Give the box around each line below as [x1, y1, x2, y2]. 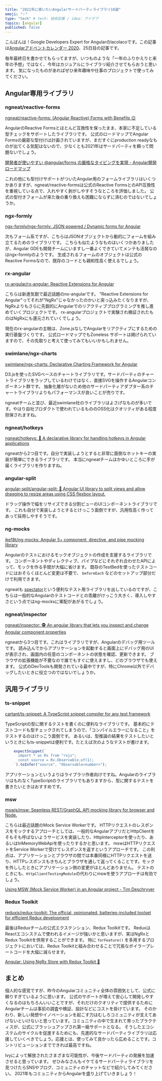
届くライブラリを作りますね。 [5, 462, 64, 468]
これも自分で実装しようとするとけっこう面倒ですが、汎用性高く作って [14, 507, 154, 513]
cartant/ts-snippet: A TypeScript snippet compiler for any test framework [5, 711, 151, 716]
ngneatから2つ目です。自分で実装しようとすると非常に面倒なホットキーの [5, 450, 152, 456]
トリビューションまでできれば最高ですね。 [9, 1042, 94, 1048]
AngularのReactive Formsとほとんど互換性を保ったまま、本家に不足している [5, 125, 157, 131]
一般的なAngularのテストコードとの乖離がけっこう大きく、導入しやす [17, 592, 156, 598]
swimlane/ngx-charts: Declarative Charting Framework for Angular [5, 361, 138, 367]
